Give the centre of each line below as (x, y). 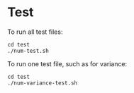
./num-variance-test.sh (43, 83)
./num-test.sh (28, 51)
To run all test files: (35, 32)
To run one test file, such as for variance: (67, 63)
